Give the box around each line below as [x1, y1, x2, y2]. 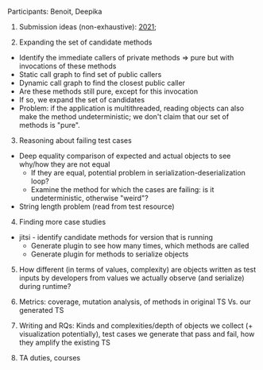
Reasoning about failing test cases [18, 136, 132, 145]
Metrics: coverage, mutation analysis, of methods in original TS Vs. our [18, 297, 251, 306]
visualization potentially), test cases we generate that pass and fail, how [18, 330, 255, 338]
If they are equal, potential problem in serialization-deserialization [30, 168, 246, 177]
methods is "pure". [18, 121, 80, 129]
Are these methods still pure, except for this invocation [18, 87, 199, 96]
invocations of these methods [18, 61, 117, 71]
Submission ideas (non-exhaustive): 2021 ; [18, 22, 157, 31]
